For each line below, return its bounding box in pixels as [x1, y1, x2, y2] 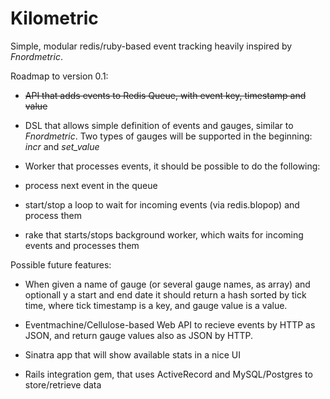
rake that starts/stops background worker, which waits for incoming [24, 228, 304, 241]
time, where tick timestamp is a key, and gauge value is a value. [24, 299, 288, 311]
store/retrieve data [24, 378, 102, 391]
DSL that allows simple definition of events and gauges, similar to [24, 119, 294, 131]
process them [24, 209, 82, 221]
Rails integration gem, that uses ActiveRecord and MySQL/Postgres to [24, 368, 313, 380]
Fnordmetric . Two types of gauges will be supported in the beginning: [24, 130, 313, 142]
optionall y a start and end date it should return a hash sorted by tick [24, 288, 307, 301]
